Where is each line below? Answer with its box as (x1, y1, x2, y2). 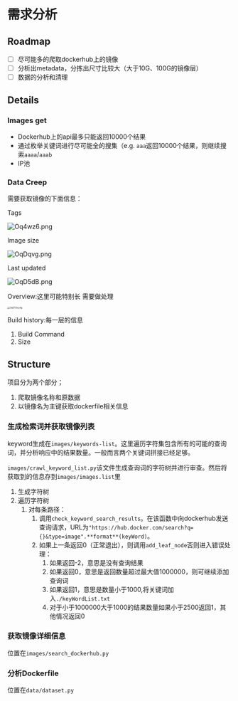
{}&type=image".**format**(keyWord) (38, 533, 148, 540)
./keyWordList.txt (55, 595, 110, 602)
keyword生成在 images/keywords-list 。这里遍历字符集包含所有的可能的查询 (7, 439, 227, 448)
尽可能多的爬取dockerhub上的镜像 (17, 55, 119, 63)
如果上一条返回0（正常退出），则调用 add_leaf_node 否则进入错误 (38, 540, 225, 549)
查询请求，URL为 (38, 522, 89, 531)
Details (7, 94, 39, 106)
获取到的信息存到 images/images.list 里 (7, 472, 121, 480)
